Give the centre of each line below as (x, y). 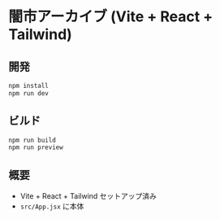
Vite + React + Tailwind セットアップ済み (88, 196)
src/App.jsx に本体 (52, 206)
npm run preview (36, 147)
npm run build (32, 140)
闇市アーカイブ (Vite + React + (111, 17)
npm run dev (28, 93)
